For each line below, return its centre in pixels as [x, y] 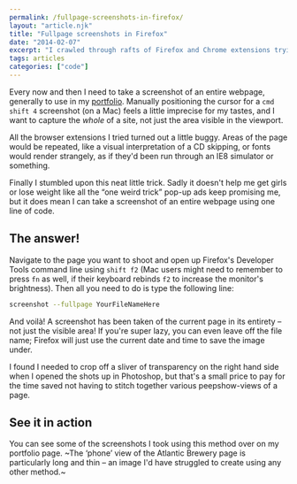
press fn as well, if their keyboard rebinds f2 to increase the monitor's [136, 279]
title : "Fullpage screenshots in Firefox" [88, 34]
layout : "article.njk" [51, 26]
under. [21, 350]
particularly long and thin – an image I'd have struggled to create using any [145, 463]
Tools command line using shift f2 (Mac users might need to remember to [146, 269]
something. [30, 165]
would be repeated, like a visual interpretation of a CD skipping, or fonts [140, 146]
